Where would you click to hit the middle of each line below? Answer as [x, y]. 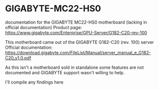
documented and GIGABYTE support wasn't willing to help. [65, 72]
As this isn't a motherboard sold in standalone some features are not [75, 67]
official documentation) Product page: [44, 27]
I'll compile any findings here [34, 82]
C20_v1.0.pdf [18, 58]
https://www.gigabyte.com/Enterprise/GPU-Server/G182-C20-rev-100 [76, 32]
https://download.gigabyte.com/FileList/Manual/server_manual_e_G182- [78, 53]
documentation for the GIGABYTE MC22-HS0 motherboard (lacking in [76, 22]
